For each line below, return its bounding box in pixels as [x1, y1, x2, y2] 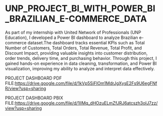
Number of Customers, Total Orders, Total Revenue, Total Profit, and [5, 45, 142, 51]
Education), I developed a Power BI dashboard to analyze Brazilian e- [5, 35, 144, 40]
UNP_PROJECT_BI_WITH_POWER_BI [5, 3, 156, 14]
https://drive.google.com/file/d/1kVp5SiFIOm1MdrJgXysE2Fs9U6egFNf [15, 80, 157, 86]
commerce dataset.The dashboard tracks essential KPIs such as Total [5, 39, 145, 45]
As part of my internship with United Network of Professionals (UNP [5, 29, 141, 35]
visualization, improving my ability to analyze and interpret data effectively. [5, 65, 155, 71]
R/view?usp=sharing [5, 85, 46, 91]
